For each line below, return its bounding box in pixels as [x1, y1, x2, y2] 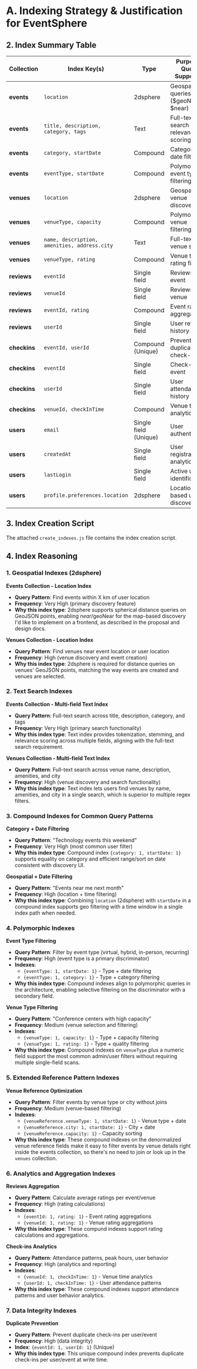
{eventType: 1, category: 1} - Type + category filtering [23, 974, 160, 981]
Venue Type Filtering [6, 1004, 58, 1011]
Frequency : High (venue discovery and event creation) [14, 654, 148, 661]
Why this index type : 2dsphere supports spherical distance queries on [14, 606, 186, 613]
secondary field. [14, 992, 55, 1000]
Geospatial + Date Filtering [6, 873, 73, 880]
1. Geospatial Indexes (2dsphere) [6, 569, 101, 577]
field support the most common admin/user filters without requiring [14, 1053, 178, 1060]
